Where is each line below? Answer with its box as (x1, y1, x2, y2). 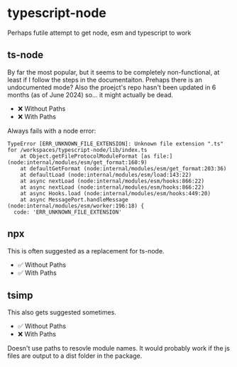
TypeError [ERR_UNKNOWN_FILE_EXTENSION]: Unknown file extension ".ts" (7, 140, 224, 147)
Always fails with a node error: (7, 126, 97, 135)
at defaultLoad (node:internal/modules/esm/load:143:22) (20, 171, 192, 178)
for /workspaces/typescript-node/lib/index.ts (7, 146, 148, 153)
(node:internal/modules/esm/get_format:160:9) (7, 158, 148, 166)
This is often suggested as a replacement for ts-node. (7, 246, 165, 255)
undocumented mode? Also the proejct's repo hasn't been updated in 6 (7, 83, 216, 92)
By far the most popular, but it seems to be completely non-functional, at (7, 67, 220, 76)
